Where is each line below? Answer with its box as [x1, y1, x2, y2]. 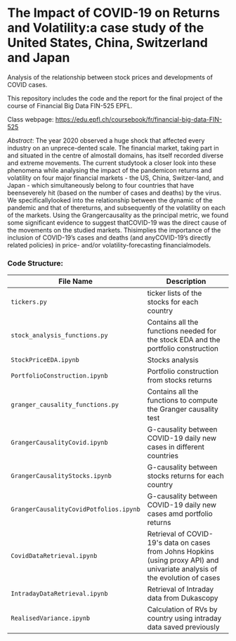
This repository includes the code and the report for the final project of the [7, 93, 223, 103]
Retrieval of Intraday [147, 585, 214, 595]
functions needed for [147, 326, 216, 336]
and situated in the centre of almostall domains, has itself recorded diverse [7, 151, 223, 160]
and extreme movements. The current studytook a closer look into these [7, 158, 216, 167]
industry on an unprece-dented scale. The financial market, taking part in [7, 143, 219, 152]
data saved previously [147, 622, 220, 632]
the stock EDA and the [147, 335, 221, 345]
